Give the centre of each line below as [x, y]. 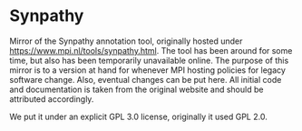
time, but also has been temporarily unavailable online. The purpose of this [149, 60]
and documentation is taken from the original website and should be [136, 89]
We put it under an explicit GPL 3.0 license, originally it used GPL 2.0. [138, 116]
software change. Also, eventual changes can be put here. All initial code [146, 79]
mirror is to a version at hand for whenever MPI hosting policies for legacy [147, 70]
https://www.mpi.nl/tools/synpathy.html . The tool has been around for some [151, 50]
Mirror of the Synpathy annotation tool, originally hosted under [126, 41]
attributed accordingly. [52, 99]
